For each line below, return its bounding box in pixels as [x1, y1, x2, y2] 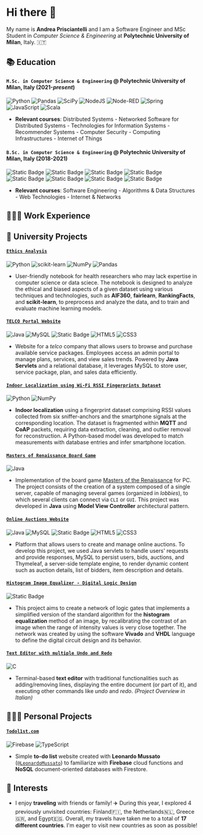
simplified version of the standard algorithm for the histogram [15, 610, 170, 618]
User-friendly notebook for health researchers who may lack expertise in [15, 272, 197, 280]
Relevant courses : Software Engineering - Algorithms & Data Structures [15, 186, 195, 194]
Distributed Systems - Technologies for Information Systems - [15, 121, 170, 129]
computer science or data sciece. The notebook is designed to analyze [15, 279, 193, 286]
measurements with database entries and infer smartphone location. [15, 439, 186, 446]
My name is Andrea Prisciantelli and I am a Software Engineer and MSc [6, 25, 186, 33]
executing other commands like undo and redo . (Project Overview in [15, 687, 185, 694]
